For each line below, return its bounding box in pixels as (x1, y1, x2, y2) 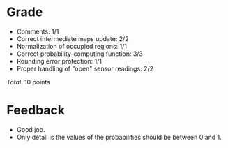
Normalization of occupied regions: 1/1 (16, 42, 127, 50)
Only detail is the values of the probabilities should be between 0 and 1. (16, 133, 222, 141)
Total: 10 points (6, 77, 50, 86)
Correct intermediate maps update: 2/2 (16, 34, 130, 43)
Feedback (6, 103, 66, 119)
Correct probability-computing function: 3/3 (16, 50, 144, 58)
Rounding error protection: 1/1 (16, 57, 102, 65)
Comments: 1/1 (16, 27, 59, 36)
